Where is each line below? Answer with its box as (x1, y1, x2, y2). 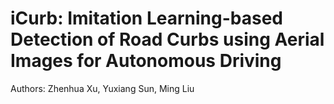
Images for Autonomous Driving (10, 50, 282, 72)
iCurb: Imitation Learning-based (10, 7, 284, 30)
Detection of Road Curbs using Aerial (10, 28, 325, 51)
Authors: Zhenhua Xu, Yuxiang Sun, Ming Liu (10, 82, 195, 94)
